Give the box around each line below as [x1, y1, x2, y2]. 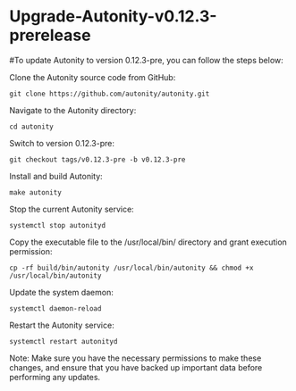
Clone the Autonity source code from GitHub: [9, 71, 176, 82]
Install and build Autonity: [9, 171, 103, 181]
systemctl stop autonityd [9, 220, 106, 229]
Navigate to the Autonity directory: [9, 104, 137, 115]
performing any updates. [9, 371, 101, 382]
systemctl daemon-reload [9, 304, 102, 313]
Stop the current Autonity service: [9, 204, 134, 214]
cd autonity [9, 122, 54, 131]
